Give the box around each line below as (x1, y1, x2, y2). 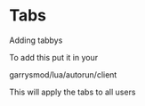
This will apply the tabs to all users (9, 86, 136, 97)
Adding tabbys (9, 35, 63, 45)
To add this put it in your (9, 52, 99, 62)
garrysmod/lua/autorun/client (9, 69, 117, 80)
